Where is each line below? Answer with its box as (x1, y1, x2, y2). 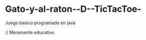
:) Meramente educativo (5, 29, 55, 35)
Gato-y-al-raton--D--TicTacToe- (5, 3, 142, 15)
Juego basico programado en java (5, 20, 76, 26)
